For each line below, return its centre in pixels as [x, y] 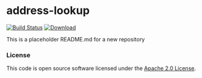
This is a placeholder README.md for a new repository [76, 39]
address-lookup [48, 11]
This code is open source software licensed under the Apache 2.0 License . [101, 68]
